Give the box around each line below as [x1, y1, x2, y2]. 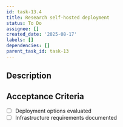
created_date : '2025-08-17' [6, 31, 78, 37]
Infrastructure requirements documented [15, 114, 117, 122]
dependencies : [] [6, 43, 50, 49]
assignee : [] [6, 25, 39, 32]
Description [6, 71, 52, 81]
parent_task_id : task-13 [6, 48, 69, 54]
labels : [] [6, 37, 34, 43]
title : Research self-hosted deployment [6, 15, 110, 21]
